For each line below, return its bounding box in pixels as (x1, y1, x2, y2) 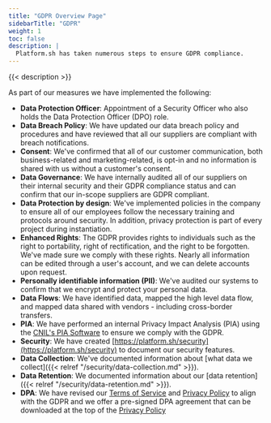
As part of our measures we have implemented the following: (8, 88, 212, 97)
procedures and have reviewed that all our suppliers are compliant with (19, 129, 257, 139)
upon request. (19, 267, 67, 277)
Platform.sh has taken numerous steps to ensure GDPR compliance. (15, 50, 244, 58)
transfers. (19, 310, 53, 320)
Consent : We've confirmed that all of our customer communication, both (19, 147, 263, 156)
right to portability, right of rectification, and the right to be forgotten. (19, 241, 250, 251)
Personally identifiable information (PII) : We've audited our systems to (19, 276, 259, 285)
